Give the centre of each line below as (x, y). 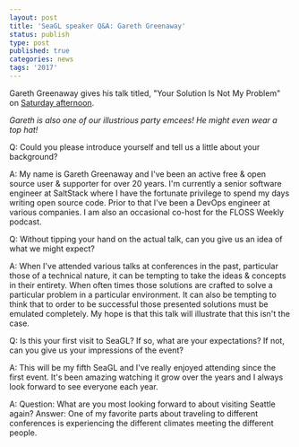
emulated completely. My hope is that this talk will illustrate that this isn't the (150, 313)
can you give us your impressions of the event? (96, 350)
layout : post (34, 18)
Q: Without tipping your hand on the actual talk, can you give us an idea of (146, 239)
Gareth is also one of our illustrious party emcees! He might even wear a (143, 120)
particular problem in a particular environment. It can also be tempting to (143, 294)
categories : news (42, 59)
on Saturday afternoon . (52, 102)
